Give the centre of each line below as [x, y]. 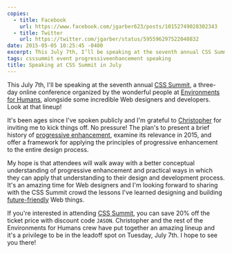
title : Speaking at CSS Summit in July [65, 65]
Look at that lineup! [35, 106]
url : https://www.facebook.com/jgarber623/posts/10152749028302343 [118, 26]
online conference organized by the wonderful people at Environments [120, 92]
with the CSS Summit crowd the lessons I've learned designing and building [115, 192]
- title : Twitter [38, 33]
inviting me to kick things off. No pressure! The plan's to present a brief [108, 127]
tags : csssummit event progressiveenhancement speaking [89, 59]
